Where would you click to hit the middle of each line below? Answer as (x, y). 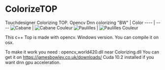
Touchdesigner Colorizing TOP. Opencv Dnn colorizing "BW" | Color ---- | (80, 23)
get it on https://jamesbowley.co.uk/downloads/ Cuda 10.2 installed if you (80, 57)
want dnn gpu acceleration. (33, 62)
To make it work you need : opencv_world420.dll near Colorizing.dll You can (82, 52)
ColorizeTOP (31, 9)
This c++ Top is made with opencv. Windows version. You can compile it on (82, 37)
